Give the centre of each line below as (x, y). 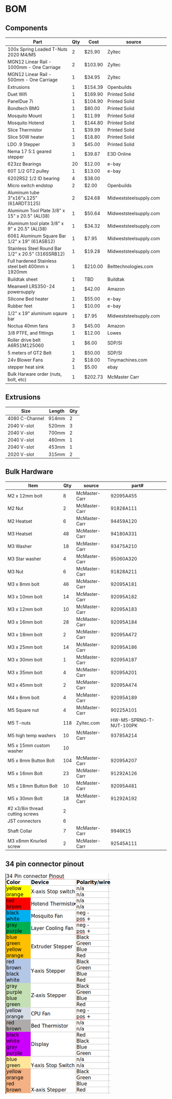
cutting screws (23, 814)
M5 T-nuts (19, 723)
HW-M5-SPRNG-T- (133, 720)
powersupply (21, 291)
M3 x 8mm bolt (24, 584)
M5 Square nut (23, 710)
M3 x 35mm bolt (25, 672)
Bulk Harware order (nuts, (35, 374)
